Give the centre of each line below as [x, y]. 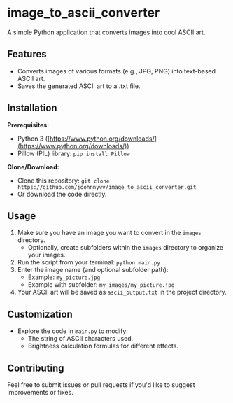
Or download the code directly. [62, 194]
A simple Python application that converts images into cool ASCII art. [106, 32]
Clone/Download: [33, 167]
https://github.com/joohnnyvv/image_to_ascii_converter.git [107, 187]
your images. [47, 255]
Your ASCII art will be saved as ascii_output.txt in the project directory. [122, 292]
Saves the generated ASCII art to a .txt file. [79, 86]
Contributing [36, 368]
